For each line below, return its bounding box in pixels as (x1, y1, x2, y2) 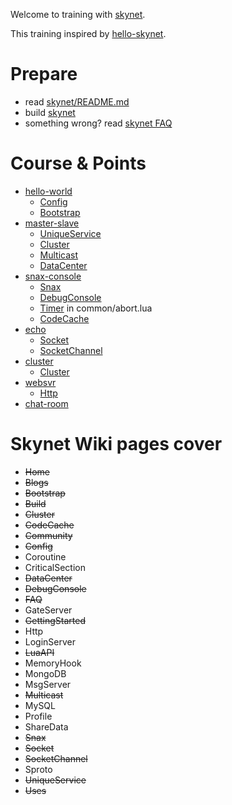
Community (24, 529, 73, 541)
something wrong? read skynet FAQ (24, 117, 173, 129)
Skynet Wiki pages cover (10, 433, 223, 456)
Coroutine (24, 550, 67, 563)
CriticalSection (24, 561, 86, 573)
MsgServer (24, 678, 72, 690)
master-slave (24, 217, 80, 229)
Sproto (24, 763, 53, 775)
